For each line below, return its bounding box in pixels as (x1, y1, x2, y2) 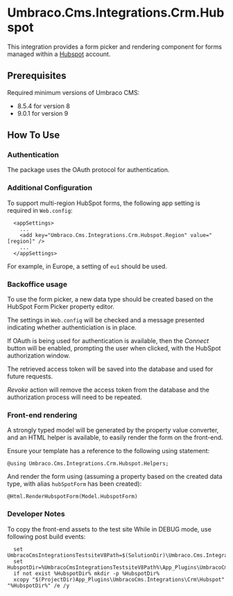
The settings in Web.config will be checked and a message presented (7, 316, 205, 324)
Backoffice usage (7, 279, 68, 289)
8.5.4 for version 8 (17, 102, 71, 110)
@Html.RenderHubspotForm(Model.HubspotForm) (7, 493, 138, 500)
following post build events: (7, 532, 86, 541)
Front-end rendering (7, 410, 78, 420)
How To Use (7, 130, 60, 141)
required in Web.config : (7, 206, 73, 214)
